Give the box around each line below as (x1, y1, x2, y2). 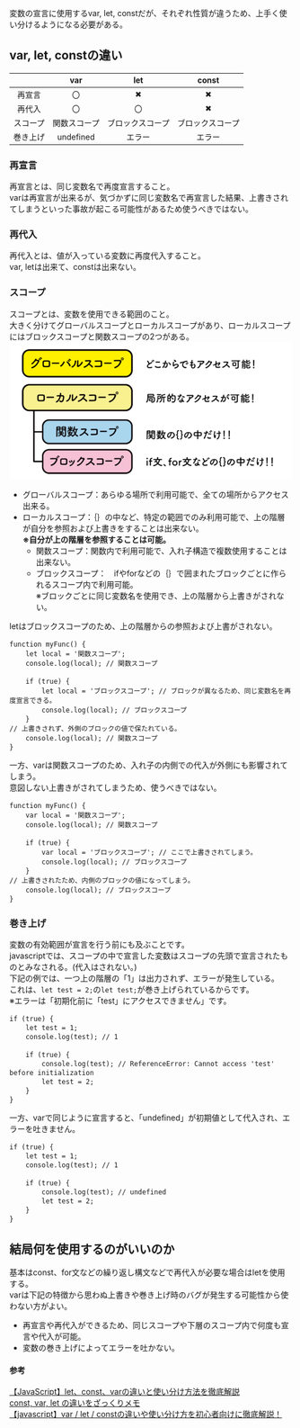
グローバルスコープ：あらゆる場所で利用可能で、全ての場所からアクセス (22, 489, 289, 499)
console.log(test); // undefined (41, 1188, 167, 1197)
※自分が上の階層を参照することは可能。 (22, 534, 172, 544)
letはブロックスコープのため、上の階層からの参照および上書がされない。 (9, 620, 278, 632)
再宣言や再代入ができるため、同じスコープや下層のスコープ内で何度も (22, 1319, 281, 1330)
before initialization (9, 1069, 94, 1078)
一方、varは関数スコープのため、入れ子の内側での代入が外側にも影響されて (9, 759, 288, 770)
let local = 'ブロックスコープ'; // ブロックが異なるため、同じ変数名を (41, 687, 285, 696)
